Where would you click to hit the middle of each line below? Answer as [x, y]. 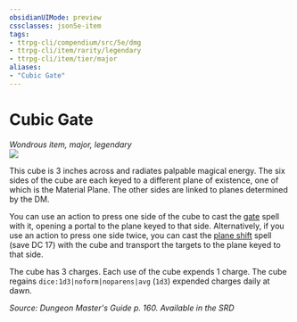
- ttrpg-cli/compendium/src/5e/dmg [75, 42]
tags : [19, 34]
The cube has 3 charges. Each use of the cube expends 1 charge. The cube [148, 271]
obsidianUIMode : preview [55, 17]
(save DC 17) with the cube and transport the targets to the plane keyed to [145, 244]
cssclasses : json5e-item [55, 26]
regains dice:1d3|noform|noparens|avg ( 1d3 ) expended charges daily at [140, 281]
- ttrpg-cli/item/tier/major [63, 59]
